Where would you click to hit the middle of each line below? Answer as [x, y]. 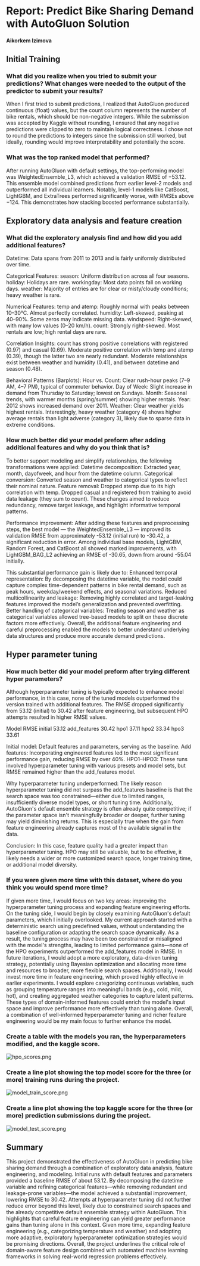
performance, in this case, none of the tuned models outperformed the [93, 698]
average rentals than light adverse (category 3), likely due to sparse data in [98, 418]
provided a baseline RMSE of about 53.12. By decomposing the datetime [95, 1181]
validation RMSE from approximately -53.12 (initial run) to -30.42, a [88, 535]
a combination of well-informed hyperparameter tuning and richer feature [96, 1014]
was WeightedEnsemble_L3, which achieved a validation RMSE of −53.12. [96, 176]
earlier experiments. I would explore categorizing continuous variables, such [100, 983]
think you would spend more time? [57, 888]
